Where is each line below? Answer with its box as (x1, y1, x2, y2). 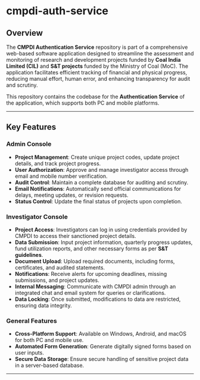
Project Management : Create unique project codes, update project (14, 153, 180, 161)
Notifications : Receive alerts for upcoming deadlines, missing (14, 270, 167, 277)
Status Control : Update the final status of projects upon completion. (14, 197, 183, 205)
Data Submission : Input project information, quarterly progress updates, (14, 238, 193, 246)
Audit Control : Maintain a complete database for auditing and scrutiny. (14, 178, 189, 186)
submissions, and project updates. (14, 277, 99, 284)
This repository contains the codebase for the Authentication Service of (6, 93, 185, 100)
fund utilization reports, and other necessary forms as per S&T (14, 245, 168, 252)
